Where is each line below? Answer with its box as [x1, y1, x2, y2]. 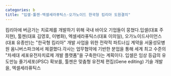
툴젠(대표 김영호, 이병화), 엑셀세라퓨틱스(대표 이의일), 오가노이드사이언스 [17, 33, 162, 39]
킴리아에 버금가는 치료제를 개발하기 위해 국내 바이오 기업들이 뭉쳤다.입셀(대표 [5, 26, 158, 33]
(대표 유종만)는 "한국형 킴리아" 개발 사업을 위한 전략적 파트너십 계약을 [5, 39, 144, 46]
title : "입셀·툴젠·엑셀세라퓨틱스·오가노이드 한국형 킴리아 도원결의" [5, 12, 131, 17]
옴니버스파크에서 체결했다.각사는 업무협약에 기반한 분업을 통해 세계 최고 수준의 [10, 46, 166, 52]
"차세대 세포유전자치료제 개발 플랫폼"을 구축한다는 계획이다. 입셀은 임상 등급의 [5, 52, 161, 58]
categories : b [5, 7, 36, 13]
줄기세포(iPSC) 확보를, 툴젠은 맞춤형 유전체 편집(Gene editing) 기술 [18, 58, 154, 64]
